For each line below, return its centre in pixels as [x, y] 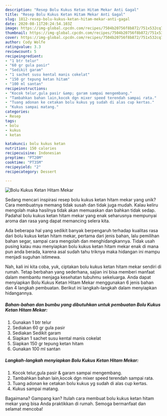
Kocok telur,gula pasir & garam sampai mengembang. [67, 373]
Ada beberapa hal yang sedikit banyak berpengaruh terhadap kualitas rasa [82, 231]
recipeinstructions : [27, 88]
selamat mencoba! [24, 409]
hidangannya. [19, 293]
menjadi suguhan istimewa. [33, 257]
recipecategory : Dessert [31, 172]
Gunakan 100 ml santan [36, 349]
